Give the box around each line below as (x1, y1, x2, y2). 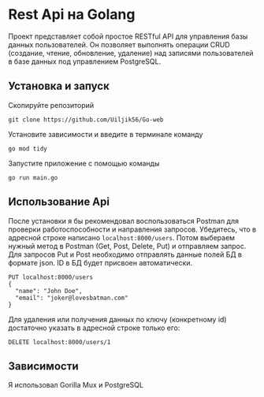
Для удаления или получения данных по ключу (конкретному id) (8, 314, 227, 324)
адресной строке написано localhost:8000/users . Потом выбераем (8, 232, 235, 242)
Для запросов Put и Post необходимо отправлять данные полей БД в (8, 250, 243, 259)
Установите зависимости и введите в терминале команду (8, 129, 203, 139)
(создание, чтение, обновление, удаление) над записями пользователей (8, 48, 254, 58)
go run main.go (8, 173, 58, 182)
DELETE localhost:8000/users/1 (8, 338, 111, 346)
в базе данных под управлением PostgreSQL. (8, 57, 162, 66)
